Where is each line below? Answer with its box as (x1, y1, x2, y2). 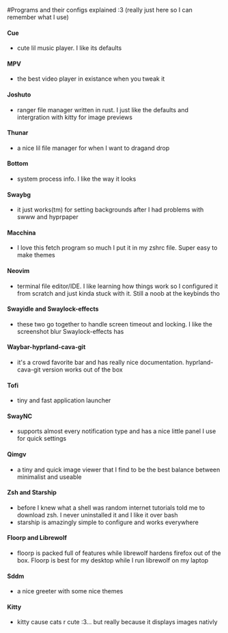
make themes (16, 251, 56, 259)
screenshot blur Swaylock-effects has (16, 327, 124, 335)
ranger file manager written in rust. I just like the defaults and (16, 105, 189, 114)
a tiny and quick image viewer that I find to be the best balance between (16, 465, 220, 474)
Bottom (7, 159, 29, 168)
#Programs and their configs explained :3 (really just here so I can (7, 6, 193, 14)
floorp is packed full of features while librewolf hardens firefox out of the (16, 549, 221, 557)
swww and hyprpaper (16, 213, 79, 221)
